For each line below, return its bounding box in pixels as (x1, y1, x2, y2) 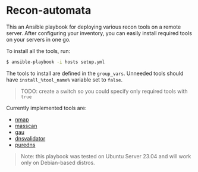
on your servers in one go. (6, 36, 71, 43)
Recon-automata (6, 4, 92, 17)
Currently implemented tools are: (6, 104, 87, 111)
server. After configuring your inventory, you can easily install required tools (6, 29, 192, 36)
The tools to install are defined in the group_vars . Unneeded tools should (6, 70, 184, 77)
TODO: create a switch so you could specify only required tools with (20, 87, 188, 95)
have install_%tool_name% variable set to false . (6, 76, 123, 83)
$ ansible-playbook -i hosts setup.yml (6, 59, 105, 65)
